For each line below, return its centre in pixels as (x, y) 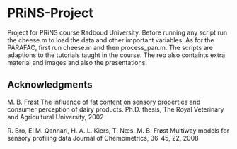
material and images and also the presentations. (77, 62)
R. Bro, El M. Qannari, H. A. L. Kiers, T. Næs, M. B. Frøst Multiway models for (118, 130)
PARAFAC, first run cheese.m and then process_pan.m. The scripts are (110, 47)
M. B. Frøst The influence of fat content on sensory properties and (104, 102)
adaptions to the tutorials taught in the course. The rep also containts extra (116, 55)
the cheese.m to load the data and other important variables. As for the (111, 40)
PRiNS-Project (50, 13)
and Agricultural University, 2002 (56, 117)
